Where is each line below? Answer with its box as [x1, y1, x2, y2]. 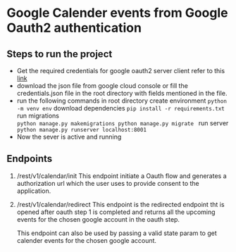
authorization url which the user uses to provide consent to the [16, 179, 199, 187]
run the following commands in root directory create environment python [16, 96, 227, 105]
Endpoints [6, 153, 53, 165]
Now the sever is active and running [16, 132, 122, 141]
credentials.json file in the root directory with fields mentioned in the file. [16, 89, 228, 97]
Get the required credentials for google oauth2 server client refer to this [16, 67, 225, 75]
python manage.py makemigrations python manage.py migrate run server [16, 119, 229, 127]
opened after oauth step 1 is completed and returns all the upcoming [16, 208, 216, 216]
